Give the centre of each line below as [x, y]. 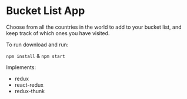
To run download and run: [37, 45]
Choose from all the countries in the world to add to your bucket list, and [94, 27]
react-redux [29, 85]
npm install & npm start [36, 56]
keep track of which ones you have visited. [58, 33]
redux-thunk [30, 91]
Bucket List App [46, 11]
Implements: [21, 67]
